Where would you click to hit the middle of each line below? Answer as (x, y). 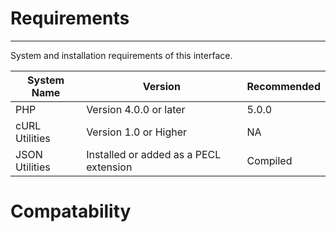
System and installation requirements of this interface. (121, 55)
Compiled (269, 160)
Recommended (283, 86)
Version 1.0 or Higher (137, 132)
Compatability (71, 211)
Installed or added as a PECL (154, 154)
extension (109, 167)
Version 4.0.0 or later (136, 109)
